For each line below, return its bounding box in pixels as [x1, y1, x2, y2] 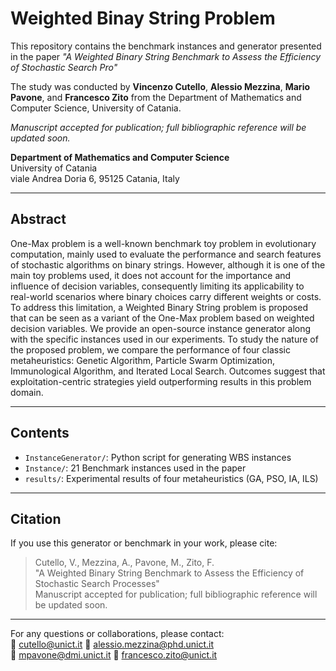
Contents [10, 425, 70, 442]
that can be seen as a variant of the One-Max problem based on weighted [10, 312, 315, 324]
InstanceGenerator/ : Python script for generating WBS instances [24, 451, 292, 463]
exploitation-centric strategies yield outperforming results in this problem [10, 375, 312, 387]
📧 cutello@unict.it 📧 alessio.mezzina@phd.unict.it [10, 638, 215, 651]
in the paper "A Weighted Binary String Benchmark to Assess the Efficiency [10, 50, 322, 62]
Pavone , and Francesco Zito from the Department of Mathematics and [10, 91, 302, 103]
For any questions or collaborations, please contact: [10, 628, 225, 640]
